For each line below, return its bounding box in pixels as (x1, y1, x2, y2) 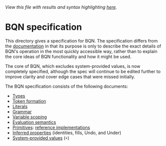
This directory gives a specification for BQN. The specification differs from (5, 38, 158, 44)
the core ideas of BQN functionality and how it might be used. (5, 53, 132, 59)
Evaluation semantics (12, 119, 56, 125)
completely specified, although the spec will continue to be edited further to (5, 68, 161, 74)
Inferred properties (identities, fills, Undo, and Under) (12, 130, 122, 136)
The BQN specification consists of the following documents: (5, 83, 128, 89)
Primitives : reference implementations (12, 124, 90, 130)
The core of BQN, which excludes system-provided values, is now (5, 63, 141, 69)
